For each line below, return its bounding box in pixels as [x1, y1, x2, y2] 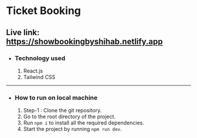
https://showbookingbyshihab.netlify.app [6, 36, 163, 46]
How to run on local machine [14, 94, 98, 102]
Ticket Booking [6, 4, 81, 18]
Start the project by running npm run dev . [23, 126, 122, 133]
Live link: [6, 27, 40, 37]
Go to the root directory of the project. [23, 113, 116, 120]
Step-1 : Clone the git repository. [23, 107, 102, 114]
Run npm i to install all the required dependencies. [23, 119, 145, 126]
